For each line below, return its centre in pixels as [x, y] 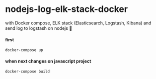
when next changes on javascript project [48, 61]
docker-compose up [24, 50]
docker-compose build [28, 72]
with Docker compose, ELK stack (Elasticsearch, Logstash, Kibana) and [78, 23]
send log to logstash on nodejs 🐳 [39, 28]
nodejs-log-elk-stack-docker [67, 9]
